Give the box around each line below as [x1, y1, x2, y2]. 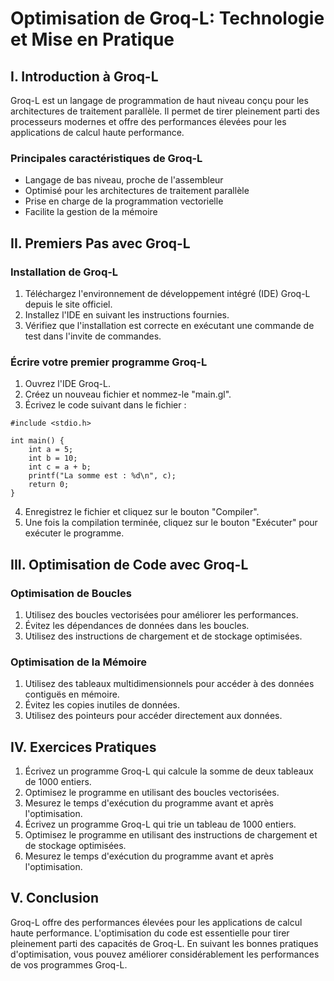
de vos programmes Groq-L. [10, 958, 128, 971]
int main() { [10, 436, 65, 446]
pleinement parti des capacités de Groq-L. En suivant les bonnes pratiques [10, 937, 319, 949]
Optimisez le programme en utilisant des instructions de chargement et [24, 829, 318, 841]
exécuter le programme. [24, 527, 125, 539]
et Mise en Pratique [10, 28, 175, 51]
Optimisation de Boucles [10, 586, 132, 600]
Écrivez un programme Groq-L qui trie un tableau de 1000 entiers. [24, 818, 297, 831]
